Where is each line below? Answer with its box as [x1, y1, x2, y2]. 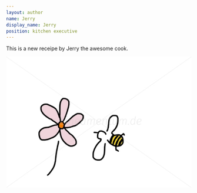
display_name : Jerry [6, 22, 57, 28]
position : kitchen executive [6, 28, 78, 34]
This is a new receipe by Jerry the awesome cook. [6, 45, 128, 52]
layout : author [6, 9, 44, 15]
